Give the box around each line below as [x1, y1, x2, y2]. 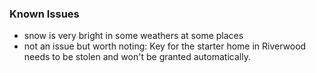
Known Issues [9, 7, 80, 21]
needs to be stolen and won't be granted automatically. [23, 51, 251, 63]
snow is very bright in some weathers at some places [23, 30, 244, 42]
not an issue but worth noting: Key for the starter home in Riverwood [23, 40, 307, 52]
